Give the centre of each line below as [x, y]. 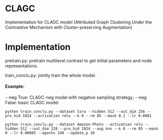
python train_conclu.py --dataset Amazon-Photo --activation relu [74, 125]
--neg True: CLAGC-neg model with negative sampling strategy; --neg [76, 97]
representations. [21, 66]
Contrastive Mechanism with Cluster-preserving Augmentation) [69, 27]
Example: [15, 87]
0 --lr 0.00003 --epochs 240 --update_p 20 [50, 133]
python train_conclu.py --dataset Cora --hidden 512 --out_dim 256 [75, 112]
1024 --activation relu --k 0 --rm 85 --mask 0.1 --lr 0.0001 [87, 116]
